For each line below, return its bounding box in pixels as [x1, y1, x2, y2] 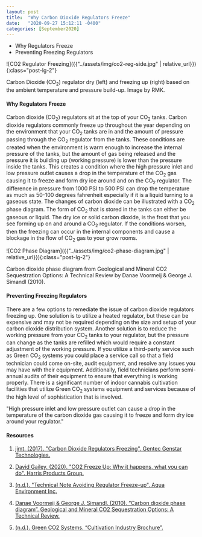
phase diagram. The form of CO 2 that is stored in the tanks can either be [6, 206, 186, 214]
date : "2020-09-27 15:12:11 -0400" [6, 20, 101, 26]
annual [6, 373, 23, 380]
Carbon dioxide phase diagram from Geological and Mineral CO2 [6, 265, 168, 272]
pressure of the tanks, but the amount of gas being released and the [6, 150, 176, 157]
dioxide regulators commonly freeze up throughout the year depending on [6, 121, 191, 129]
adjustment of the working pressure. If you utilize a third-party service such [6, 346, 194, 353]
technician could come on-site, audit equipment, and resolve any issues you [6, 360, 196, 367]
